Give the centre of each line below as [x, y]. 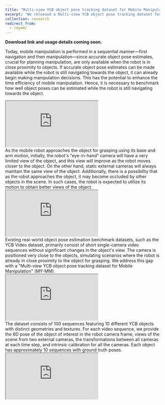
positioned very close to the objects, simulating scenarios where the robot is [82, 255]
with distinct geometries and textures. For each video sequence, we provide [82, 329]
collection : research [27, 19]
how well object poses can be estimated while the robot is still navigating [79, 88]
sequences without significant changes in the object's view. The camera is [81, 250]
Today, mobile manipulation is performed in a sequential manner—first [76, 52]
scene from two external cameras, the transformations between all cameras [82, 339]
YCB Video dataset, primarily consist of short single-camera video [72, 245]
